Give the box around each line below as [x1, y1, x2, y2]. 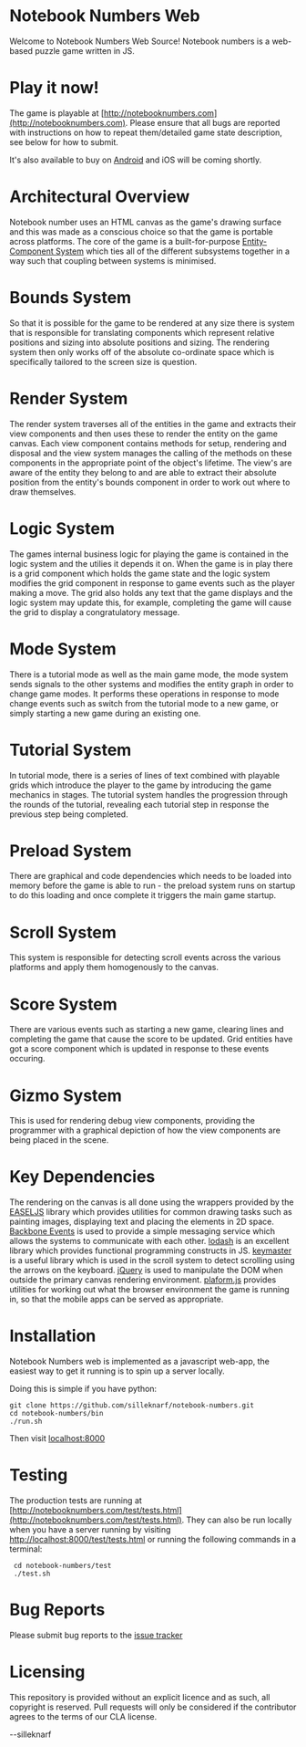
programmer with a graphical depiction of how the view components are [9, 1125, 280, 1136]
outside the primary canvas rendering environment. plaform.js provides [9, 1274, 277, 1285]
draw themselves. [9, 486, 76, 497]
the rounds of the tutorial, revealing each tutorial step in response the [9, 799, 270, 810]
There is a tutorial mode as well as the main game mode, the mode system [9, 668, 289, 680]
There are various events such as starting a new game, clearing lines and [9, 1024, 284, 1035]
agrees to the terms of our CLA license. [9, 1710, 158, 1721]
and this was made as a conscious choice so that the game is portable [9, 225, 273, 237]
